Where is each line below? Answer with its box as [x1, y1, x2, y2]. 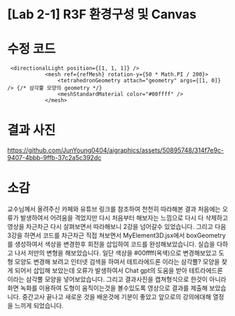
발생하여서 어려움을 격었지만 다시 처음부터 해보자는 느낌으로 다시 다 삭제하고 [20, 213, 229, 222]
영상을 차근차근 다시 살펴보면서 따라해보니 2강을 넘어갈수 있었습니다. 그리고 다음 [7, 223, 227, 230]
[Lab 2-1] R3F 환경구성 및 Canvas [7, 6, 196, 22]
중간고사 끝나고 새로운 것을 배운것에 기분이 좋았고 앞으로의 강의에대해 [22, 293, 212, 301]
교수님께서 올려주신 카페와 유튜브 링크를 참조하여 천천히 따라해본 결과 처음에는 [7, 205, 221, 213]
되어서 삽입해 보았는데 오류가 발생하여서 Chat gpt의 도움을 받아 [14, 266, 188, 275]
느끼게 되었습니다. [14, 301, 64, 310]
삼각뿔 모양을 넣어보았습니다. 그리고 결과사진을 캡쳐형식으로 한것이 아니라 [25, 275, 227, 283]
